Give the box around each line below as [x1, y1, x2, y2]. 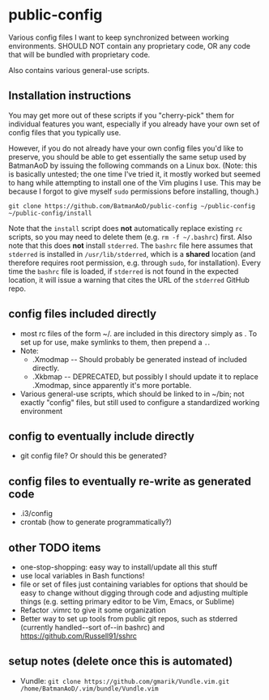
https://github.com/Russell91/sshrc [19, 631, 138, 641]
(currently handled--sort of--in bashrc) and [19, 622, 165, 632]
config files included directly [8, 307, 156, 321]
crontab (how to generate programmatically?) [19, 517, 173, 527]
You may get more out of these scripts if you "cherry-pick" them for [8, 110, 235, 120]
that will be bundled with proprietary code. [8, 49, 151, 59]
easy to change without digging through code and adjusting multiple [19, 588, 249, 597]
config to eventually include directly [8, 429, 194, 443]
